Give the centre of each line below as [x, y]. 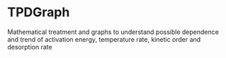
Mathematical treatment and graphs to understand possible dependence [113, 32]
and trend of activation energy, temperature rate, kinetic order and [104, 39]
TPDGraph [39, 12]
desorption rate [30, 47]
